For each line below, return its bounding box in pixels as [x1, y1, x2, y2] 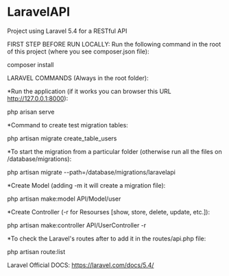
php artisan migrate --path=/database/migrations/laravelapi [7, 168, 176, 176]
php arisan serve [7, 108, 55, 116]
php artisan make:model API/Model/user [7, 195, 121, 203]
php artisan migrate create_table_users [7, 134, 117, 142]
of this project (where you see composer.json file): [7, 47, 149, 55]
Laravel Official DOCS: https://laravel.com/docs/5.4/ [7, 261, 154, 269]
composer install [7, 60, 54, 68]
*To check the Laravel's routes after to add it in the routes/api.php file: [7, 234, 206, 242]
